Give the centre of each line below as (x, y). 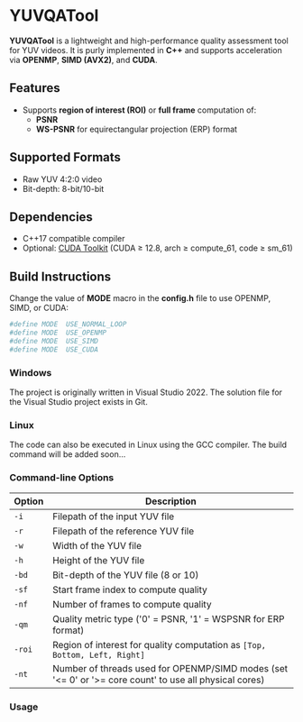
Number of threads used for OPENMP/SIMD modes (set (170, 668)
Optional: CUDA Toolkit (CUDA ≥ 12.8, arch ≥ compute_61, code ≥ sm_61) (157, 248)
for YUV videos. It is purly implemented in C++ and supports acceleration (146, 50)
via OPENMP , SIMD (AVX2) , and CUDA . (83, 59)
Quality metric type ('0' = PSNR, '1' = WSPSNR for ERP (169, 618)
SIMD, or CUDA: (39, 308)
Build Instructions (60, 276)
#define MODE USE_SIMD (54, 341)
